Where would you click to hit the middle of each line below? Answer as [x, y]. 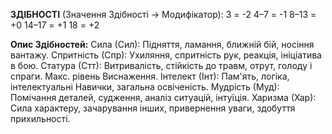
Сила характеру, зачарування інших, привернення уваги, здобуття [153, 108]
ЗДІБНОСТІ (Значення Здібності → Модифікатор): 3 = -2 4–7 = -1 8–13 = [163, 14]
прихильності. [40, 118]
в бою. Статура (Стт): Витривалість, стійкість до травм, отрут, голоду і [161, 65]
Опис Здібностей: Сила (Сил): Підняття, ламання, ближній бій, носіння [162, 44]
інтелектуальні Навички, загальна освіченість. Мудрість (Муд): [145, 87]
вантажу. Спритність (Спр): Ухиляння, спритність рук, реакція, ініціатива [166, 55]
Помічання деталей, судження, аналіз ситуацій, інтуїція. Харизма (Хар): [163, 97]
